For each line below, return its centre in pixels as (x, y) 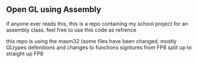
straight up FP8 (25, 53)
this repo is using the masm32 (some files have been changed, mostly (92, 41)
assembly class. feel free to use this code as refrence (72, 30)
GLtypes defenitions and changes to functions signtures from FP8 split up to (99, 47)
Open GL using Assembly (54, 10)
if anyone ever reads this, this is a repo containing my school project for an (97, 23)
